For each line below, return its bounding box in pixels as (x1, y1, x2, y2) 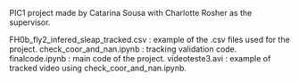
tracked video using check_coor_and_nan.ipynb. (9, 62, 187, 73)
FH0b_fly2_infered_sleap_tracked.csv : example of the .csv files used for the (9, 35, 290, 45)
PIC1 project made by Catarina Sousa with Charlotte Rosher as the (9, 8, 253, 18)
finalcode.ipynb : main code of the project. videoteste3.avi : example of (9, 53, 271, 63)
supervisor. (9, 17, 51, 28)
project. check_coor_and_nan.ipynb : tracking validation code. (9, 44, 237, 54)
